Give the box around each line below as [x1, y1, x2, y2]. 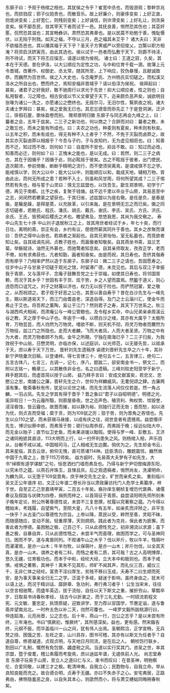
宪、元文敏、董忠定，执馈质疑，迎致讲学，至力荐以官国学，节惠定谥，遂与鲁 [5, 600, 165, 606]
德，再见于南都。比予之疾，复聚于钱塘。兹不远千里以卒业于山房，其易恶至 [5, 188, 160, 194]
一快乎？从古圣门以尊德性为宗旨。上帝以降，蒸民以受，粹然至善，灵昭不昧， [5, 512, 165, 517]
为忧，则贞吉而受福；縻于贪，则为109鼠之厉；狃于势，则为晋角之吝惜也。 [5, 410, 159, 416]
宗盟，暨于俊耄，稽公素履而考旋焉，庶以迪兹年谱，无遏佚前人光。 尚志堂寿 [5, 651, 162, 656]
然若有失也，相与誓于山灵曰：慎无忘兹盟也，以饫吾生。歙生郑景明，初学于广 [5, 182, 165, 188]
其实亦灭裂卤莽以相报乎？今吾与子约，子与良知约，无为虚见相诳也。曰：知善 [5, 137, 165, 143]
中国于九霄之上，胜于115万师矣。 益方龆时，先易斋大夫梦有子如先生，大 [5, 454, 155, 460]
